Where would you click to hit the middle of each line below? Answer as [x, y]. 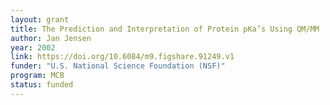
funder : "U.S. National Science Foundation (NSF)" [118, 66]
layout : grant [40, 19]
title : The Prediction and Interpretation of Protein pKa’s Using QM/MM [165, 29]
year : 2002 [33, 47]
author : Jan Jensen [51, 38]
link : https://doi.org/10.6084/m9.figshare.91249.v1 [122, 57]
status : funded [42, 85]
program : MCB [37, 76]
